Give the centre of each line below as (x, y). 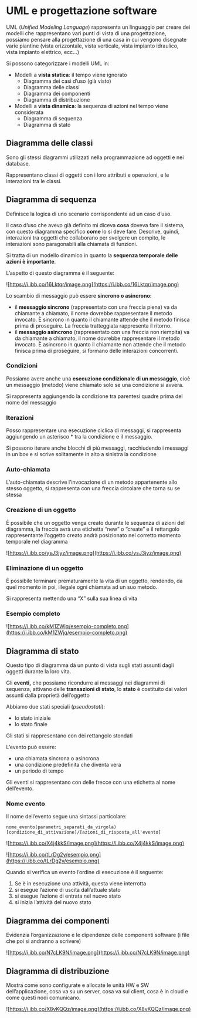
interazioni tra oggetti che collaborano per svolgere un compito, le (86, 237)
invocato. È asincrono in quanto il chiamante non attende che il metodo (100, 344)
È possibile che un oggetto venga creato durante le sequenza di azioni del (95, 523)
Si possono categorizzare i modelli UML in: (58, 63)
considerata (29, 112)
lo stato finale (31, 724)
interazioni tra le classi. (34, 181)
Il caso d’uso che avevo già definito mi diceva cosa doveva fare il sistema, (95, 225)
